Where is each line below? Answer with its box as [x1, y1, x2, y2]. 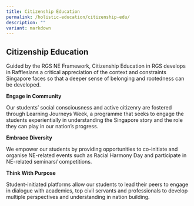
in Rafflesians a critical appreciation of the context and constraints [6, 69, 166, 76]
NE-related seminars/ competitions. [6, 158, 92, 165]
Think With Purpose [6, 170, 56, 177]
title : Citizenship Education [6, 8, 81, 15]
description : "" [6, 19, 46, 25]
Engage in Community [6, 92, 62, 100]
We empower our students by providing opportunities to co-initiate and [6, 145, 178, 153]
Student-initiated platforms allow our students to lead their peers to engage [6, 181, 189, 188]
